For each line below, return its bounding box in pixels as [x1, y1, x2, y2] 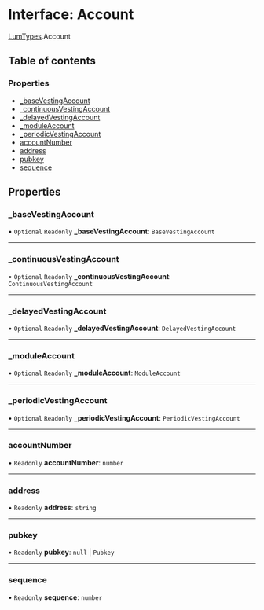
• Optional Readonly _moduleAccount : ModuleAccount [8, 368, 181, 378]
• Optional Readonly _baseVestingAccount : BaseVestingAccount [8, 226, 215, 237]
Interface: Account [8, 6, 134, 24]
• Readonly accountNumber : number [8, 457, 124, 467]
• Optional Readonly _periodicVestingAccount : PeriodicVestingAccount [8, 413, 241, 422]
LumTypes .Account [8, 31, 71, 41]
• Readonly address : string [8, 503, 97, 513]
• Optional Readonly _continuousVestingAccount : [8, 271, 171, 281]
